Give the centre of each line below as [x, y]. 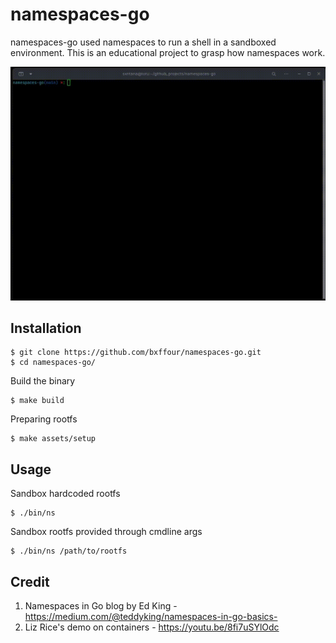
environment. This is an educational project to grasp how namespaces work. [168, 52]
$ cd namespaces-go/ [53, 363]
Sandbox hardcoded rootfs [65, 494]
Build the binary [43, 381]
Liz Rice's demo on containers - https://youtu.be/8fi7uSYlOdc [152, 627]
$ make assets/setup [53, 439]
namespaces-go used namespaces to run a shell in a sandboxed [143, 42]
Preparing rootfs [44, 419]
